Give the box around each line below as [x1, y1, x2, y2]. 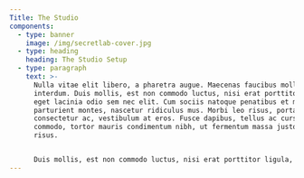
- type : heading [17, 47, 79, 56]
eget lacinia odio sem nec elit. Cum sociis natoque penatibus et [33, 97, 290, 107]
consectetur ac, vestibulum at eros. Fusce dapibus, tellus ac [33, 114, 278, 123]
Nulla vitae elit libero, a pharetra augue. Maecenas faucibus [33, 80, 278, 89]
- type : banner [17, 30, 75, 39]
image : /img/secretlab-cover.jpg [25, 38, 152, 48]
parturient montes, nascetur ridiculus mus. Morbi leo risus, [33, 106, 273, 115]
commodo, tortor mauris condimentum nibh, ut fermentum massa [33, 123, 273, 132]
